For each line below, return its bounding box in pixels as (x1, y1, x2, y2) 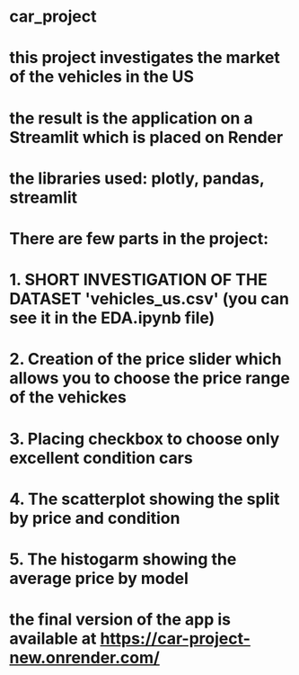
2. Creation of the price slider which (9, 349, 282, 370)
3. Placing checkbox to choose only (9, 428, 280, 449)
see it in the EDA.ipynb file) (9, 308, 215, 328)
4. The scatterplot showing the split (9, 489, 280, 509)
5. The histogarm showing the (9, 549, 237, 569)
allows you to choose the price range (9, 368, 290, 389)
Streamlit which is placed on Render (9, 127, 284, 148)
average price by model (9, 568, 189, 589)
